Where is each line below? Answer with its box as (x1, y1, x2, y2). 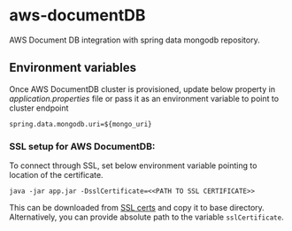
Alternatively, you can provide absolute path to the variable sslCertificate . (9, 212, 285, 222)
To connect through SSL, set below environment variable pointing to (9, 160, 257, 171)
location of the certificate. (9, 170, 104, 181)
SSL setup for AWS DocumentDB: (9, 140, 156, 152)
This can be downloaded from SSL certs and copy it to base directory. (9, 203, 265, 213)
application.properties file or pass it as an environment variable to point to (9, 93, 280, 104)
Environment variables (9, 60, 137, 75)
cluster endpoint (9, 103, 69, 113)
